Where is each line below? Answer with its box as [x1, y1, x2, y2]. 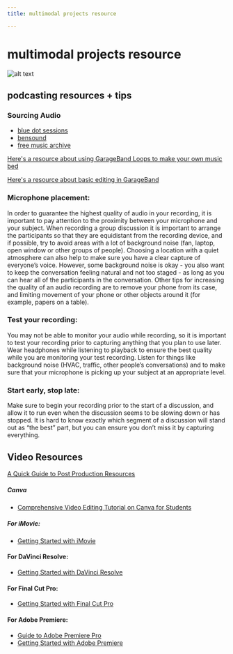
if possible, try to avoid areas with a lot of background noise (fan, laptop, [7, 238, 216, 247]
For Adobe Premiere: [7, 615, 68, 624]
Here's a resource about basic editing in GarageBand [7, 176, 159, 184]
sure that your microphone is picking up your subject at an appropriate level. [7, 367, 226, 377]
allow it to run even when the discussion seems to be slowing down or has [7, 409, 220, 417]
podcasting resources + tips [7, 89, 132, 101]
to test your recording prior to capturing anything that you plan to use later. [7, 338, 222, 347]
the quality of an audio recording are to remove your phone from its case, [7, 283, 218, 291]
